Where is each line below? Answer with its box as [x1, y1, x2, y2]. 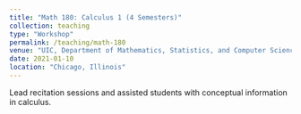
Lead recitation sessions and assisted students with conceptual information [9, 86, 288, 98]
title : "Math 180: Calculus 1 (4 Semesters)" [9, 12, 182, 22]
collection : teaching [9, 21, 90, 30]
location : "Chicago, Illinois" [9, 63, 126, 72]
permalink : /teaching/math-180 [9, 37, 126, 47]
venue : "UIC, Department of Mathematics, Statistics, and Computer [9, 46, 267, 55]
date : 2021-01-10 [9, 54, 74, 63]
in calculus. [9, 96, 52, 107]
